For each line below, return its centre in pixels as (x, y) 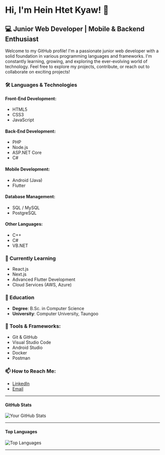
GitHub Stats (18, 405)
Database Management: (30, 197)
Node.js (20, 147)
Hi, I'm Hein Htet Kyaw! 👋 (57, 10)
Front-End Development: (31, 99)
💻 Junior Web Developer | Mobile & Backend (75, 29)
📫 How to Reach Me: (31, 371)
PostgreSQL (24, 213)
